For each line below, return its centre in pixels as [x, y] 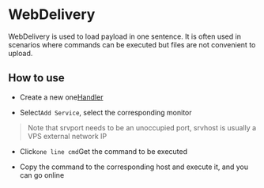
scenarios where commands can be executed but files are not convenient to [132, 44]
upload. [21, 53]
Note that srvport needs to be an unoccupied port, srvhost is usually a [142, 127]
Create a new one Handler [61, 97]
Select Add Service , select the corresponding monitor [106, 112]
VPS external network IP [67, 136]
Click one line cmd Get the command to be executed [104, 151]
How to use [36, 78]
